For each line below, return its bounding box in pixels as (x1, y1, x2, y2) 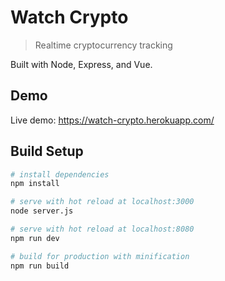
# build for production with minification (10, 251, 190, 261)
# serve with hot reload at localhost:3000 (10, 197, 195, 207)
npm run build (10, 261, 70, 271)
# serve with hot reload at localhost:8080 (10, 224, 195, 235)
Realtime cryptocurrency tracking (34, 39, 173, 51)
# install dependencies (10, 169, 110, 180)
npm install (10, 179, 60, 189)
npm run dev (10, 233, 60, 243)
